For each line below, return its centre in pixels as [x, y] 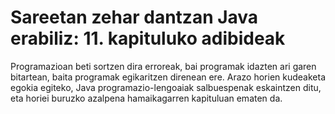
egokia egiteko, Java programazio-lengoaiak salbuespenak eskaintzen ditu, [166, 87]
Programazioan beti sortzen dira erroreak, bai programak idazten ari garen [163, 66]
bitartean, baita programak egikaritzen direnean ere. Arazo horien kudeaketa [168, 77]
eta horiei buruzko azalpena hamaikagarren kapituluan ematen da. [146, 98]
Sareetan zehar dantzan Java [134, 17]
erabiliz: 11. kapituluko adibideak [148, 38]
